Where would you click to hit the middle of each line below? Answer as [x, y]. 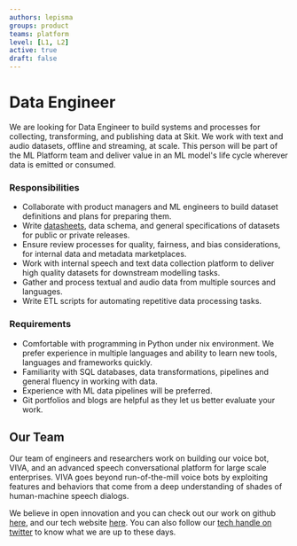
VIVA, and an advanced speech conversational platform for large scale [138, 468]
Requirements [40, 324]
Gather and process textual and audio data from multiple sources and [149, 282]
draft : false [33, 58]
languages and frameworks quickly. [87, 362]
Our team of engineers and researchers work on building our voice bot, [139, 458]
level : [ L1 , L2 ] [39, 42]
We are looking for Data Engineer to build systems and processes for [135, 127]
